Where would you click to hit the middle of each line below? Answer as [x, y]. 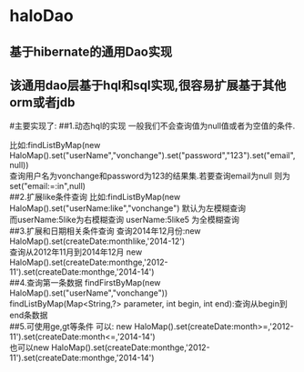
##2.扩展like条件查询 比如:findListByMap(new [95, 197]
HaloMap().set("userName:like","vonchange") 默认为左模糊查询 [127, 208]
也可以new [30, 347]
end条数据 [29, 316]
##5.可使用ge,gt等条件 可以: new [71, 327]
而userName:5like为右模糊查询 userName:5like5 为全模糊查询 [124, 220]
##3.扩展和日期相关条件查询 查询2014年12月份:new [106, 231]
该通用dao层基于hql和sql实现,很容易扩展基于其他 [148, 85]
